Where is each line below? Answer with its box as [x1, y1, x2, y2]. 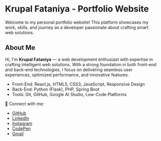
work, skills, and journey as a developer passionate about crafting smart [5, 24, 149, 30]
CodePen [12, 126, 31, 131]
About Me [5, 43, 35, 52]
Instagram [12, 120, 32, 126]
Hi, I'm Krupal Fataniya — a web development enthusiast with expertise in [5, 56, 153, 62]
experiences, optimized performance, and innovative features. [5, 71, 129, 78]
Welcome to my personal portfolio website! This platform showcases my [5, 19, 149, 25]
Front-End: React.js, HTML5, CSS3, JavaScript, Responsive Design [12, 81, 145, 87]
